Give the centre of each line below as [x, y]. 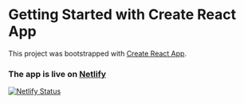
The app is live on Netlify [57, 74]
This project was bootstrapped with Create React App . [98, 53]
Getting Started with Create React [122, 15]
